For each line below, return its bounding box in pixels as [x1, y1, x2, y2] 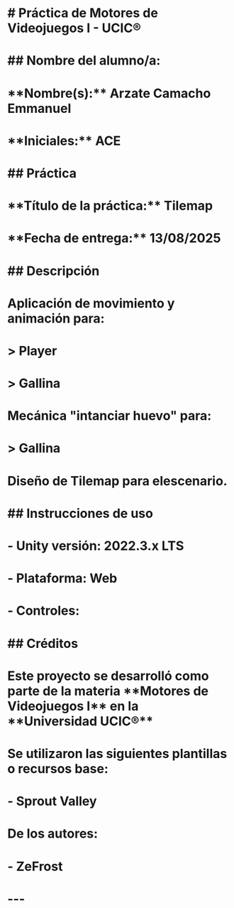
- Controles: [7, 602, 80, 619]
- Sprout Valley [7, 794, 97, 809]
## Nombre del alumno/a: [7, 53, 161, 69]
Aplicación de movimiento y [7, 295, 175, 311]
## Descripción [7, 263, 100, 279]
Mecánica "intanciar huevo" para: [7, 408, 212, 424]
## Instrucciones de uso [7, 505, 154, 521]
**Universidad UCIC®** [7, 713, 154, 729]
